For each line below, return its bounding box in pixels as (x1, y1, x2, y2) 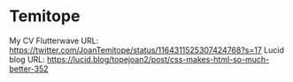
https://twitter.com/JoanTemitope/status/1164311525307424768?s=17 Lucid (9, 44, 285, 55)
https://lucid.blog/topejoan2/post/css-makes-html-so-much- (47, 54, 270, 64)
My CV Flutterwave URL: (9, 35, 99, 46)
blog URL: (9, 54, 46, 64)
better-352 (9, 63, 49, 74)
